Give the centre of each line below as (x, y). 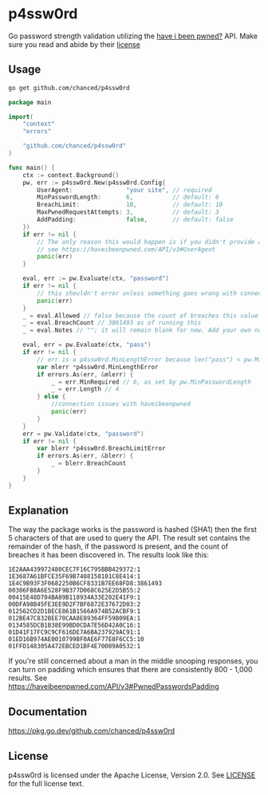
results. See (28, 678)
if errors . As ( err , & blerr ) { (85, 456)
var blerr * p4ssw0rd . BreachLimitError (101, 449)
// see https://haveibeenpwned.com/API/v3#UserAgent (126, 249)
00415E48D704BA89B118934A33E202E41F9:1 (75, 598)
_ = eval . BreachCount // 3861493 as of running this (112, 323)
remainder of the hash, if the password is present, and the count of (118, 546)
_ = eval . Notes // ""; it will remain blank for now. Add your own (137, 331)
